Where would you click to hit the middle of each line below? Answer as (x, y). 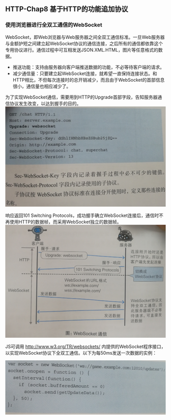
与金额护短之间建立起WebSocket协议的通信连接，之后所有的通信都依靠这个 (84, 43)
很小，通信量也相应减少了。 (42, 86)
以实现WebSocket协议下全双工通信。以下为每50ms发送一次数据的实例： (81, 353)
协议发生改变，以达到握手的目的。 (45, 103)
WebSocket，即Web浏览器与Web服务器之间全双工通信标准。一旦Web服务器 (85, 37)
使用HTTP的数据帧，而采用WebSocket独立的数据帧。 (65, 222)
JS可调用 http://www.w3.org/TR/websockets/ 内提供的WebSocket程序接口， (85, 347)
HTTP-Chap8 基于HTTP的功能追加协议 (67, 9)
